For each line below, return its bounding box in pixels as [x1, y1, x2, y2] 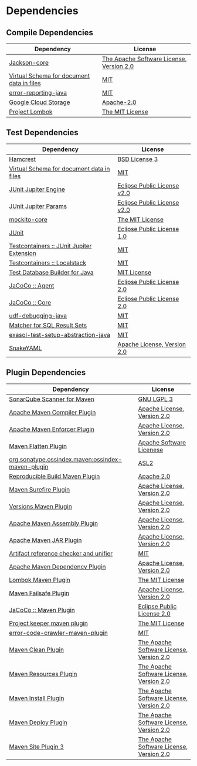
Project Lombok [9, 108, 53, 116]
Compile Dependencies [6, 28, 94, 38]
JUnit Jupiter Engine [9, 185, 66, 193]
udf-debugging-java [9, 312, 67, 320]
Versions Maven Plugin [9, 502, 72, 510]
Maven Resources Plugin [9, 670, 77, 678]
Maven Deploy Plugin [9, 718, 67, 727]
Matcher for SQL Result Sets [9, 321, 87, 329]
